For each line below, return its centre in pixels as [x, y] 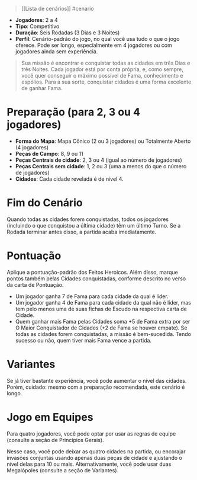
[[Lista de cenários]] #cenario [57, 9]
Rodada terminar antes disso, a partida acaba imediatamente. [82, 232]
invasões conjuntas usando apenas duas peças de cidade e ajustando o [94, 457]
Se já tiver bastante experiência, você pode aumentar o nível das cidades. [97, 380]
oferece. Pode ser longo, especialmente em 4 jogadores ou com [93, 45]
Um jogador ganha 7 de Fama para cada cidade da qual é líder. [92, 296]
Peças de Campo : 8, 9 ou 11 [49, 153]
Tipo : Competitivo [37, 26]
